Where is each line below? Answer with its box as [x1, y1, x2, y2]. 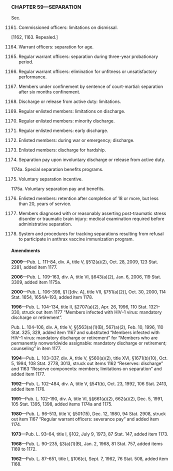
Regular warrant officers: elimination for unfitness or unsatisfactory [18, 68, 157, 74]
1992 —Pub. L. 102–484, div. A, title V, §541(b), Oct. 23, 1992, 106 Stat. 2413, [11, 380, 167, 386]
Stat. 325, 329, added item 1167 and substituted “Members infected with [11, 329, 160, 335]
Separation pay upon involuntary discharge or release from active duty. [18, 156, 165, 163]
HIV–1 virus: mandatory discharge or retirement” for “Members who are [11, 334, 158, 340]
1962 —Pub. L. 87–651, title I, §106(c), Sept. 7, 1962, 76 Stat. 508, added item [11, 455, 168, 461]
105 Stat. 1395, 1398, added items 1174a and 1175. [11, 401, 112, 407]
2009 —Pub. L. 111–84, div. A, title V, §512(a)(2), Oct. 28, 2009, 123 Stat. [11, 258, 158, 264]
